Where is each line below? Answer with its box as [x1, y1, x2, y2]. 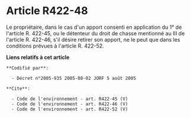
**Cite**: [6, 85, 31, 92]
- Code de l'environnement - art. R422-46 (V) [11, 101, 128, 107]
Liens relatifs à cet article [6, 54, 70, 61]
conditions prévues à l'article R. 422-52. [6, 42, 105, 49]
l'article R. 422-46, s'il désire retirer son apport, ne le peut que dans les [6, 36, 180, 43]
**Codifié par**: [6, 65, 49, 71]
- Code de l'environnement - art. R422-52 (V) [11, 106, 128, 112]
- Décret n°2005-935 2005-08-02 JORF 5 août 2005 [11, 75, 136, 81]
